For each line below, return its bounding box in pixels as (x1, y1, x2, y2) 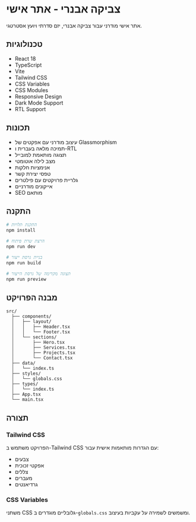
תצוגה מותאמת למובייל (14, 151, 67, 158)
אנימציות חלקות (14, 163, 50, 171)
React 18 (14, 55, 36, 62)
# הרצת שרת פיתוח (6, 238, 45, 244)
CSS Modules (14, 86, 49, 94)
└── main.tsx (11, 397, 44, 403)
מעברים (14, 474, 33, 482)
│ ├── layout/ (11, 319, 52, 325)
